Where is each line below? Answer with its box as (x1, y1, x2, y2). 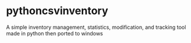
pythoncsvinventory (6, 4, 108, 18)
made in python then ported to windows (6, 29, 103, 37)
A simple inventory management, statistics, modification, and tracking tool (6, 24, 186, 31)
